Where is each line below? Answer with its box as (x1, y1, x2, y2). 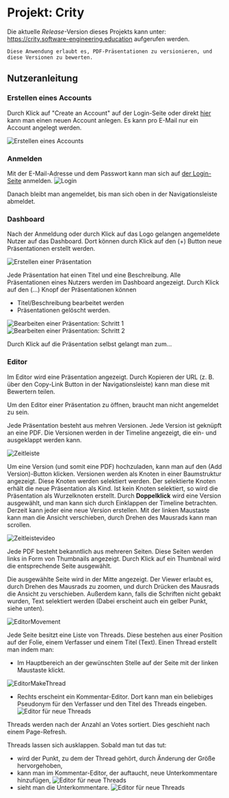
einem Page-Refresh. (7, 727, 67, 736)
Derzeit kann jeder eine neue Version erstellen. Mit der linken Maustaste (7, 506, 210, 514)
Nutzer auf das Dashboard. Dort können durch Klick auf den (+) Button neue (7, 237, 222, 245)
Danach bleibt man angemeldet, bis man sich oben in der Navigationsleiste (7, 190, 217, 198)
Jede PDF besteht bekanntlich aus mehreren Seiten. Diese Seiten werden (7, 547, 214, 555)
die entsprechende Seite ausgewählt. (7, 561, 112, 570)
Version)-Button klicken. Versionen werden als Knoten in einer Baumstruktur (7, 470, 222, 478)
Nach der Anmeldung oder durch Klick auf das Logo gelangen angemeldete (7, 230, 220, 238)
